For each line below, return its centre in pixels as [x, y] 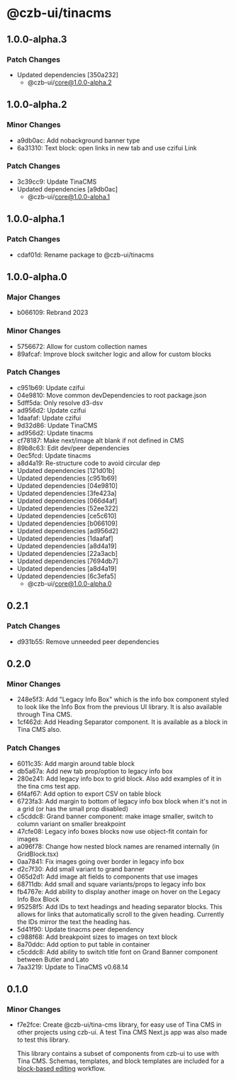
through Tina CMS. [44, 715]
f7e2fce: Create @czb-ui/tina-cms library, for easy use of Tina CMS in [119, 1025]
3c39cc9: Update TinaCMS [57, 182]
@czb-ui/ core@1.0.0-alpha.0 [69, 584]
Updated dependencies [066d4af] [67, 501]
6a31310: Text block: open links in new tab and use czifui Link [107, 147]
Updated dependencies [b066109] [67, 523]
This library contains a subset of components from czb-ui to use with [118, 1054]
